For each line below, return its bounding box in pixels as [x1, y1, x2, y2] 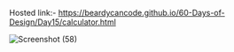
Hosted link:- [9, 8, 57, 18]
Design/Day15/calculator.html [9, 17, 117, 27]
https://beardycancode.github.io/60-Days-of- [58, 8, 225, 18]
